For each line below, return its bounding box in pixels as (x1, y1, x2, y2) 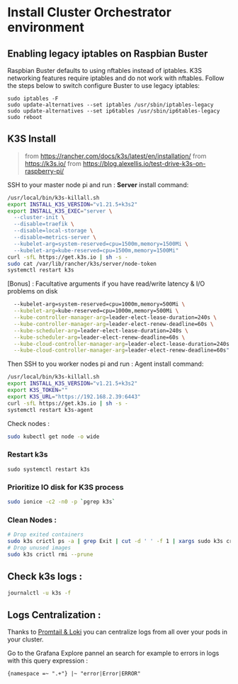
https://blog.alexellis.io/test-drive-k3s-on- (82, 159, 206, 167)
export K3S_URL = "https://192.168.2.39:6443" (7, 393, 141, 400)
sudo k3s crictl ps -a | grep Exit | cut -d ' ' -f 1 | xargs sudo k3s (7, 538, 224, 545)
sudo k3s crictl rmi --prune (7, 551, 93, 558)
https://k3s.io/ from (24, 159, 81, 167)
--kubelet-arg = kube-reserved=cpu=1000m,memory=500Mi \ (13, 308, 179, 315)
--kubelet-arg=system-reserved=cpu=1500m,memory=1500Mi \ (13, 240, 189, 247)
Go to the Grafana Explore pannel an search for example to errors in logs (7, 649, 220, 658)
